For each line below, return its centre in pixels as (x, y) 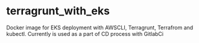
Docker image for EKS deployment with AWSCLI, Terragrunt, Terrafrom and (100, 27)
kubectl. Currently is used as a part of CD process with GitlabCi (85, 33)
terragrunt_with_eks (58, 11)
